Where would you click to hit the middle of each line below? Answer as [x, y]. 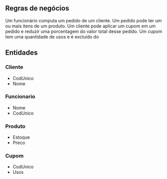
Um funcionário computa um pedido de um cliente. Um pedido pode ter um [83, 20]
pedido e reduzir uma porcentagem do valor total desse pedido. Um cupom [84, 31]
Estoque [21, 137]
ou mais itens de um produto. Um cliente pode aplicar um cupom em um [80, 26]
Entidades [22, 53]
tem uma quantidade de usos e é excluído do [52, 37]
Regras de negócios [37, 8]
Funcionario [20, 97]
